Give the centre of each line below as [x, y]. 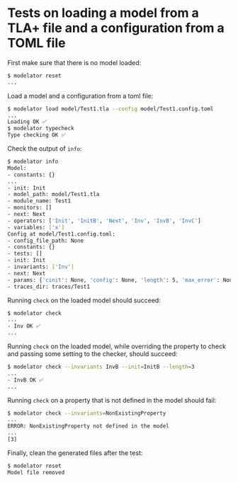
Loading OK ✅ [27, 122]
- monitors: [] [30, 208]
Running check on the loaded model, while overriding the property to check [117, 346]
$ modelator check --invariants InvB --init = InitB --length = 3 [101, 367]
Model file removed [36, 472]
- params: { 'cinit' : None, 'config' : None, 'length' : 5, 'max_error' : [114, 280]
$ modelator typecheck [41, 129]
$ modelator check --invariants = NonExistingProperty [87, 413]
